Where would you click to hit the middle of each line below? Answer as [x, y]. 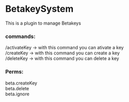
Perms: [15, 72]
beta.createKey [21, 83]
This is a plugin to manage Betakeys [43, 23]
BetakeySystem [40, 9]
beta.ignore [17, 94]
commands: [20, 36]
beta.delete [17, 88]
